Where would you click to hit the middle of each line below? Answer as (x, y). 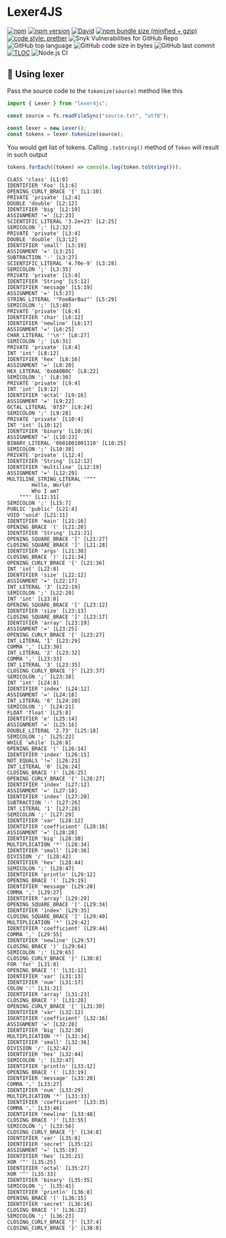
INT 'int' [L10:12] (35, 425)
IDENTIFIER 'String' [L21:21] (50, 533)
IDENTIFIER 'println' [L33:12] (52, 1066)
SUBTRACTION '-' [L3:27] (42, 257)
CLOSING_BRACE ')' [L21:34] (47, 557)
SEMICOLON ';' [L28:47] (41, 869)
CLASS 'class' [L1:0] (38, 180)
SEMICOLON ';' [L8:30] (39, 377)
